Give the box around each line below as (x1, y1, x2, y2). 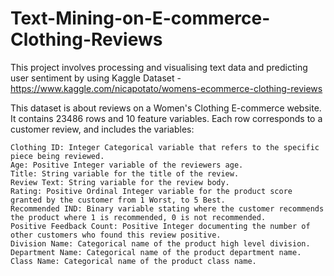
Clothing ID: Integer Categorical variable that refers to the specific (10, 142, 320, 152)
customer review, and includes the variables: (10, 123, 195, 135)
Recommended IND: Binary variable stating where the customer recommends (10, 203, 325, 214)
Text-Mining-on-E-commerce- (10, 7, 271, 30)
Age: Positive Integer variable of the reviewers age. (10, 160, 244, 170)
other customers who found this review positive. (10, 230, 222, 240)
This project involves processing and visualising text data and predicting (10, 61, 308, 73)
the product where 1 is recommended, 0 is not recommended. (10, 212, 267, 222)
